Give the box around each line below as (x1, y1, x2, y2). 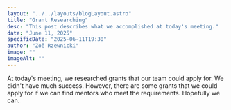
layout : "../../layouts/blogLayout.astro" (7, 10, 132, 17)
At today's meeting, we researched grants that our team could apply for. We (7, 74, 224, 82)
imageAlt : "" (7, 55, 45, 62)
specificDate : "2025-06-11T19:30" (7, 36, 108, 43)
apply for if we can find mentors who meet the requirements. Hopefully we (7, 89, 221, 97)
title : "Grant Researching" (7, 17, 89, 24)
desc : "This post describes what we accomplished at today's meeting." (7, 23, 219, 30)
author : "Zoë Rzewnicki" (7, 42, 79, 49)
